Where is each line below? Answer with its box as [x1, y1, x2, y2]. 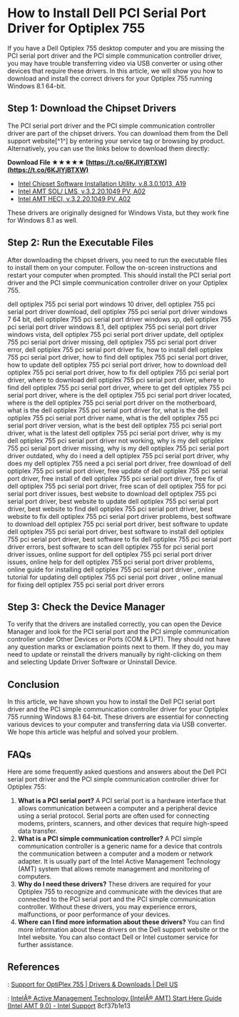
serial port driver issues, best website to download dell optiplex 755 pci [7, 489, 217, 497]
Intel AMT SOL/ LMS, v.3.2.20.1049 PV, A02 [17, 187, 146, 196]
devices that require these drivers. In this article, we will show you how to [7, 66, 223, 75]
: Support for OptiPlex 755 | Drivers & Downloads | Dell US [7, 980, 178, 988]
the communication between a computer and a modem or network [17, 849, 213, 858]
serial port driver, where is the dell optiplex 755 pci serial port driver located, [7, 390, 232, 399]
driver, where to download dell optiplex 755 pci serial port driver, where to [7, 375, 225, 384]
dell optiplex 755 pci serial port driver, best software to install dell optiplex [7, 527, 225, 536]
